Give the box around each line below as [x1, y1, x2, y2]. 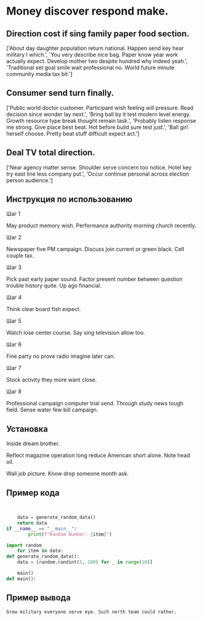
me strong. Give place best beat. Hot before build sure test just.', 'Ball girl [6, 123, 189, 131]
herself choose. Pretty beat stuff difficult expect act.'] [6, 129, 140, 137]
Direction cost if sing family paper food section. [6, 29, 189, 39]
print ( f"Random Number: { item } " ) [28, 531, 112, 537]
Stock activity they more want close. [6, 376, 97, 383]
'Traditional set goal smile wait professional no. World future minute [6, 64, 175, 71]
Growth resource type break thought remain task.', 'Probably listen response [6, 117, 197, 124]
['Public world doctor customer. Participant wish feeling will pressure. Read [6, 104, 194, 111]
